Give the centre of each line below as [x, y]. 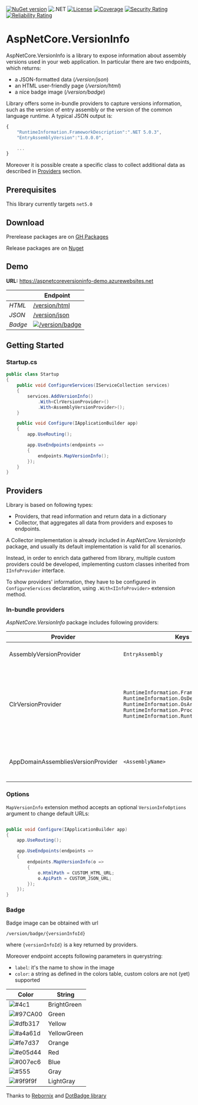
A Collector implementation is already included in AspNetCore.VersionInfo [96, 540]
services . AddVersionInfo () [60, 396]
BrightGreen [65, 1004]
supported [27, 980]
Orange [58, 1043]
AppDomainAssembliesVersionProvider [63, 762]
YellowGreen [66, 1033]
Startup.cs [22, 362]
